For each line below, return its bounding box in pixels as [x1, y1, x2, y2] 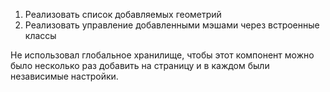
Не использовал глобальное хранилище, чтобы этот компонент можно [10, 49, 315, 61]
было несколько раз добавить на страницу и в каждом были [10, 60, 270, 71]
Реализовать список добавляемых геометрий [24, 9, 222, 20]
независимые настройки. [10, 70, 119, 82]
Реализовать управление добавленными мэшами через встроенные [24, 19, 320, 31]
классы [24, 30, 57, 41]
